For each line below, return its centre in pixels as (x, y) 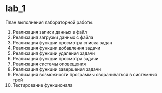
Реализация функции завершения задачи (57, 69)
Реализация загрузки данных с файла (53, 37)
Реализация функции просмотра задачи (56, 58)
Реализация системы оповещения (49, 64)
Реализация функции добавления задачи (57, 48)
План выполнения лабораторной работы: (50, 22)
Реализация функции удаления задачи (54, 53)
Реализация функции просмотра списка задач (62, 42)
